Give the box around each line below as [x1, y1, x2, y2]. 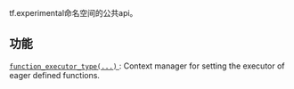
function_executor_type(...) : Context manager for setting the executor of [9, 61, 285, 71]
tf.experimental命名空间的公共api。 [9, 8, 138, 18]
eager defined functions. [9, 69, 101, 80]
